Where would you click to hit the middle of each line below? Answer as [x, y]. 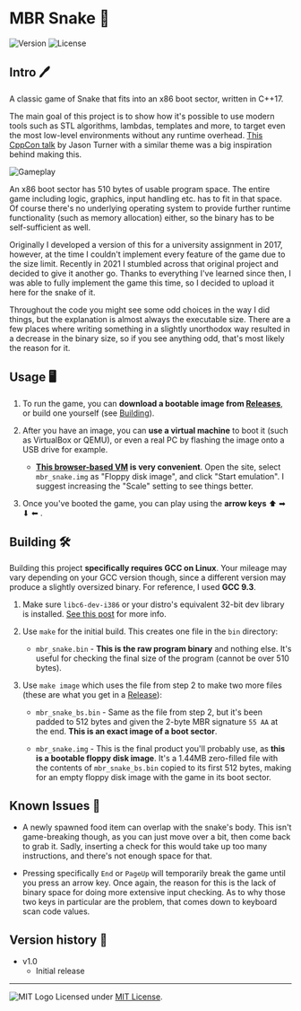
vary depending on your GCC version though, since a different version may [148, 577]
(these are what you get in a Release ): [92, 695]
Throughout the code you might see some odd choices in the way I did [140, 310]
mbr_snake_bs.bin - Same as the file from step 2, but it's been [149, 712]
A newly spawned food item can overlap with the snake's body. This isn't [157, 827]
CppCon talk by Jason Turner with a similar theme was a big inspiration [141, 145]
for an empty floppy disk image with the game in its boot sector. [153, 778]
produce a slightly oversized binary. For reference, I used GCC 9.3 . [133, 587]
